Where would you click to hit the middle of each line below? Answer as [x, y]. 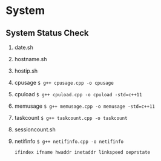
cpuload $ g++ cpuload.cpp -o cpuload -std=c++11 [78, 94]
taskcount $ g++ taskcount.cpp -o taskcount [71, 118]
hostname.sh [31, 59]
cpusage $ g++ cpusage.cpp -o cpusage [64, 83]
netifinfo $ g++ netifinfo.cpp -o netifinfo [69, 141]
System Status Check [47, 33]
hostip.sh [26, 71]
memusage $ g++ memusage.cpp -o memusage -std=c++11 [85, 106]
